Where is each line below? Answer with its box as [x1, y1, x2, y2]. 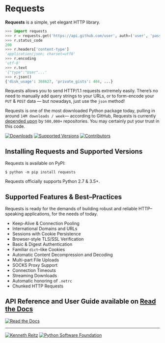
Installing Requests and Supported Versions [5, 147, 143, 155]
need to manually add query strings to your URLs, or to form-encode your [5, 93, 155, 99]
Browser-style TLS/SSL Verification [12, 236, 84, 242]
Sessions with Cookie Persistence [12, 231, 81, 237]
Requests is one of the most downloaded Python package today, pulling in [5, 108, 156, 114]
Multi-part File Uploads [12, 257, 59, 263]
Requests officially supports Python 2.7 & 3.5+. [5, 178, 100, 184]
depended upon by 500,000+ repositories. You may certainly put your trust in [5, 118, 160, 124]
